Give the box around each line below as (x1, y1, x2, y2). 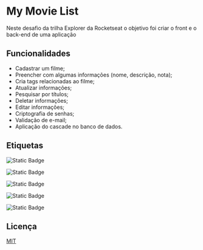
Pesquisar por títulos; (15, 90, 69, 98)
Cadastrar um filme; (15, 64, 65, 72)
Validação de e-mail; (15, 116, 67, 123)
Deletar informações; (15, 97, 68, 104)
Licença (6, 221, 38, 232)
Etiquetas (6, 141, 44, 151)
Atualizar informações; (15, 84, 72, 91)
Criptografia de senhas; (15, 109, 75, 117)
